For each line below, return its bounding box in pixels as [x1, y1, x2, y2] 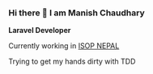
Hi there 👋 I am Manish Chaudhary [8, 7, 146, 18]
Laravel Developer [8, 26, 71, 35]
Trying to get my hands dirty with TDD [8, 56, 136, 67]
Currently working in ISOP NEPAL [8, 41, 120, 51]
